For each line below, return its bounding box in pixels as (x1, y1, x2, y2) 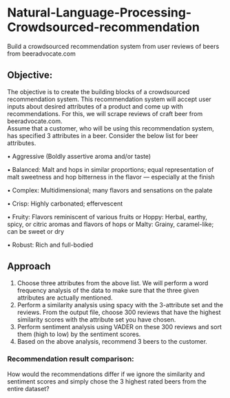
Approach (7, 261, 51, 272)
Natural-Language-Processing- (7, 5, 191, 21)
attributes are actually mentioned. (17, 294, 113, 302)
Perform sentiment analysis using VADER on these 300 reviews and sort (17, 322, 222, 331)
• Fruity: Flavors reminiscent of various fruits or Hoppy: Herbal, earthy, (7, 212, 208, 221)
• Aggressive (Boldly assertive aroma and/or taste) (7, 152, 151, 160)
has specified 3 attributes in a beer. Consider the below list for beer (7, 131, 198, 140)
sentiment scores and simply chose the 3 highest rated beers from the (7, 377, 207, 386)
